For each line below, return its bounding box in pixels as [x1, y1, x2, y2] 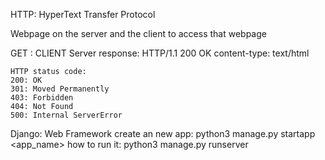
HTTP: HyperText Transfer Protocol [10, 9, 156, 20]
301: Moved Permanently [10, 84, 110, 94]
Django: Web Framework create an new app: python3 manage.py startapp [10, 128, 316, 139]
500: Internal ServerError [10, 110, 123, 120]
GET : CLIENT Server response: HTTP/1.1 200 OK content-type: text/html [10, 47, 310, 59]
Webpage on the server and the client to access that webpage [10, 28, 267, 39]
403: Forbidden [10, 93, 74, 103]
